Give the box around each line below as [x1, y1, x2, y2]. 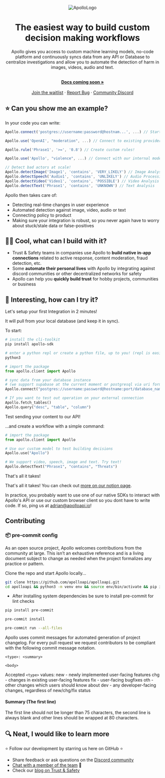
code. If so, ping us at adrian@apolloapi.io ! [5, 502, 92, 508]
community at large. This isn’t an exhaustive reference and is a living [5, 550, 144, 556]
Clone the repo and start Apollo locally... [5, 570, 86, 576]
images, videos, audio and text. [51, 64, 114, 70]
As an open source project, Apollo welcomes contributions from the [5, 545, 142, 551]
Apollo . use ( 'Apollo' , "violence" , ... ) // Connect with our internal [5, 156, 151, 161]
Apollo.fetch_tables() [5, 400, 52, 405]
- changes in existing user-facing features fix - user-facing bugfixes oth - [5, 677, 154, 683]
